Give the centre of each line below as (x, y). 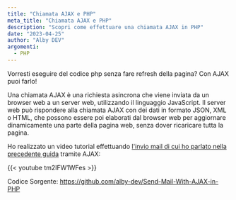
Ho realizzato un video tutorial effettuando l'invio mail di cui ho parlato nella (117, 146)
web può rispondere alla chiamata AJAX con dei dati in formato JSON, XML (117, 110)
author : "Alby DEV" (36, 40)
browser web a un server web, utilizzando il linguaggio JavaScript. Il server (117, 102)
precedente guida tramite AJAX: (54, 154)
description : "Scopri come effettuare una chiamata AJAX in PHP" (105, 27)
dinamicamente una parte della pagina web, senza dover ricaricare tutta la (116, 125)
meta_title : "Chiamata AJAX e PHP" (60, 21)
